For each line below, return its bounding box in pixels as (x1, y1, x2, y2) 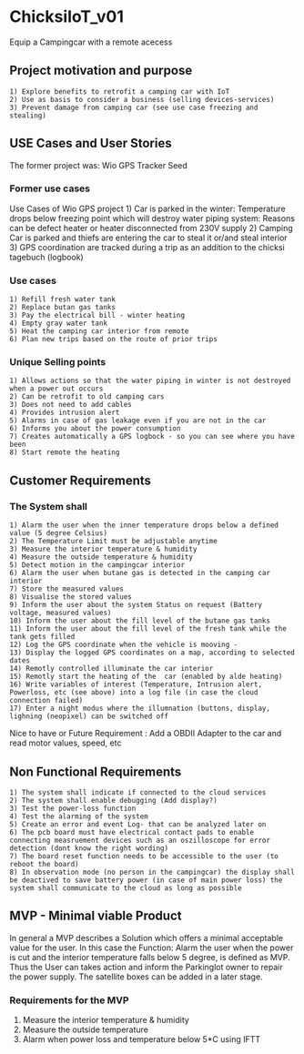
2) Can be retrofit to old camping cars (9, 392, 166, 401)
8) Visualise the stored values (9, 593, 132, 602)
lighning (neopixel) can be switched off (9, 712, 169, 721)
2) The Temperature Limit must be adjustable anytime (9, 537, 218, 546)
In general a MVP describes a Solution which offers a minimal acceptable (9, 932, 284, 943)
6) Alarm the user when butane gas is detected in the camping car (9, 569, 271, 578)
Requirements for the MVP (9, 994, 129, 1007)
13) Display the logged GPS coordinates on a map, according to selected (9, 648, 296, 657)
